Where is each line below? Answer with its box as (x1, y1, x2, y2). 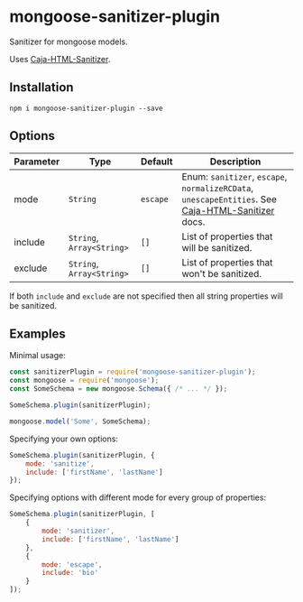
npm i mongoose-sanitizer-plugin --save (9, 104, 164, 113)
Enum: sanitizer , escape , (181, 170, 288, 182)
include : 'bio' (41, 569, 99, 578)
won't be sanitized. (181, 267, 262, 280)
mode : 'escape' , (41, 560, 103, 570)
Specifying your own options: (9, 433, 119, 444)
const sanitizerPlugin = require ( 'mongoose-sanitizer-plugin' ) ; (9, 367, 256, 376)
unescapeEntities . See (181, 192, 278, 205)
